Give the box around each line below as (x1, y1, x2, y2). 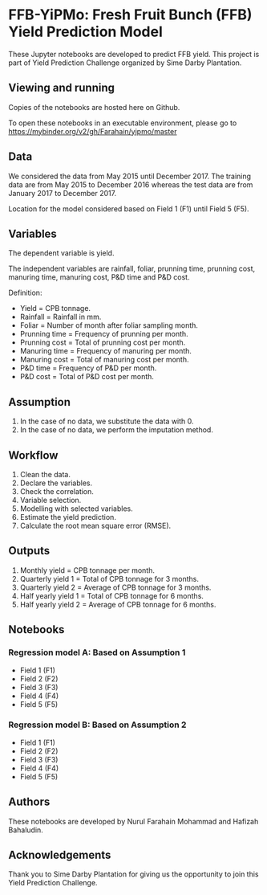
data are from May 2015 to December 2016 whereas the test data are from (8, 179, 253, 190)
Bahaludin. (8, 825, 44, 835)
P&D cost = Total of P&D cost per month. (19, 372, 155, 382)
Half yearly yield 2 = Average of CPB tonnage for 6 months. (19, 599, 216, 609)
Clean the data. (19, 470, 71, 479)
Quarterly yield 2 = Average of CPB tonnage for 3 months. (19, 582, 212, 592)
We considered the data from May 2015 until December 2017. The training (8, 171, 251, 181)
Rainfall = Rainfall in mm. (19, 312, 102, 322)
